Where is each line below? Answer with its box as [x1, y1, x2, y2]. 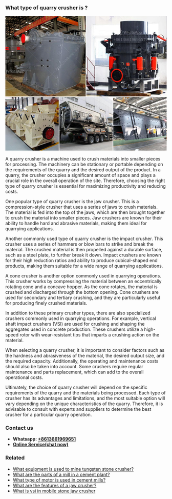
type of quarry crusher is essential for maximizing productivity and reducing [5, 183, 166, 189]
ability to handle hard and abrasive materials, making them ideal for [5, 220, 147, 226]
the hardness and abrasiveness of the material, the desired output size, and [5, 352, 165, 358]
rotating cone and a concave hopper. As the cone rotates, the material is [5, 284, 158, 290]
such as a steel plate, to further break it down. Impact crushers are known [5, 252, 161, 258]
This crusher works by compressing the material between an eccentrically [5, 278, 162, 284]
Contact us [5, 424, 33, 431]
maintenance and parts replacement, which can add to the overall [5, 369, 144, 375]
